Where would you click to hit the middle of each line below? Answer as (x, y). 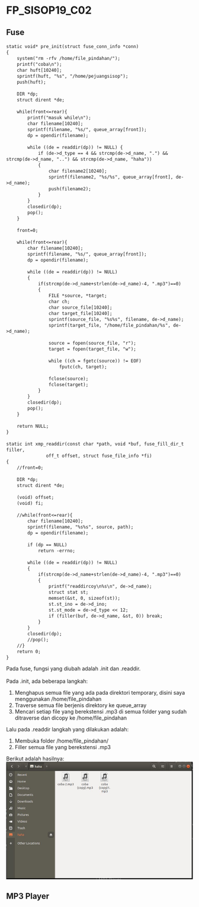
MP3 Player (28, 896)
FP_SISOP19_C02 (49, 10)
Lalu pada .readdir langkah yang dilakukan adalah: (68, 729)
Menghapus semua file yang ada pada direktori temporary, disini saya (100, 693)
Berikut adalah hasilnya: (35, 759)
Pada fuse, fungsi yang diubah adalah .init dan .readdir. (73, 669)
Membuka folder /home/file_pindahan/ (61, 741)
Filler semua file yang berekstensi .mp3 (63, 747)
